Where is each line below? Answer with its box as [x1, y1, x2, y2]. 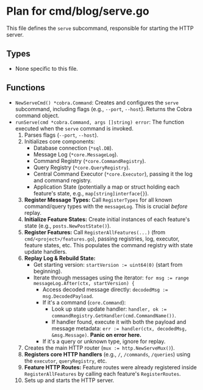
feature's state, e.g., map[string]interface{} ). [33, 189, 149, 197]
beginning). [33, 267, 63, 275]
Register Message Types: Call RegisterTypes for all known [24, 196, 173, 203]
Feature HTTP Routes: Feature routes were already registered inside [24, 363, 197, 370]
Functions [6, 82, 46, 93]
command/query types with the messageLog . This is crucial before [24, 203, 188, 210]
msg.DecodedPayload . [42, 292, 94, 300]
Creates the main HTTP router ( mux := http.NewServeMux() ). [24, 344, 175, 352]
